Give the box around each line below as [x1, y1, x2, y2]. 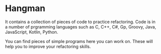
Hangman [5, 3, 45, 14]
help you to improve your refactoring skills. [5, 43, 91, 49]
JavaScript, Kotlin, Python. [5, 29, 59, 35]
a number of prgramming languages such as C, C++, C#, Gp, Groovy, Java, [5, 24, 156, 29]
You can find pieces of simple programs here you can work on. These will [5, 38, 153, 44]
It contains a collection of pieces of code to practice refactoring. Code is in [5, 19, 156, 25]
